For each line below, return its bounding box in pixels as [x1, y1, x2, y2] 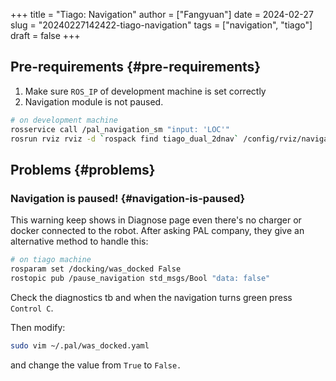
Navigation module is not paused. [24, 95, 164, 108]
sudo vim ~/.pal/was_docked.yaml [10, 340, 150, 351]
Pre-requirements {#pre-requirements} [10, 59, 262, 76]
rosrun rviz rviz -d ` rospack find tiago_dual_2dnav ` [10, 134, 240, 144]
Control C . [10, 302, 54, 314]
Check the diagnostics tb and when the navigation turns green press [10, 291, 293, 303]
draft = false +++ [10, 30, 81, 41]
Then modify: [10, 321, 66, 333]
